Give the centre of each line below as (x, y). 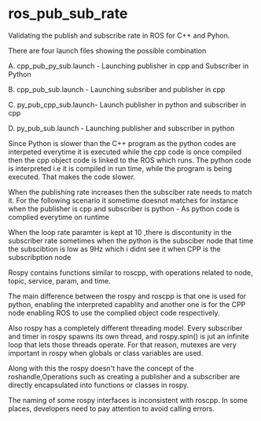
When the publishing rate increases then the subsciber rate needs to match (130, 192)
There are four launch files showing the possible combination (107, 50)
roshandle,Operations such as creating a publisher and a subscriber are (124, 376)
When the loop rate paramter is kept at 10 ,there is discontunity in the (120, 232)
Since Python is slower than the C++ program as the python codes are (122, 143)
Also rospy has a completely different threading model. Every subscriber (125, 328)
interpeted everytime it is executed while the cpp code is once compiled (125, 152)
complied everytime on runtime (59, 217)
